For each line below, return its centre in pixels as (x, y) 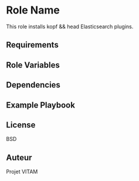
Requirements (32, 45)
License (21, 125)
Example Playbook (40, 105)
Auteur (19, 157)
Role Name (33, 10)
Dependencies (33, 85)
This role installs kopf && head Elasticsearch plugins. (70, 26)
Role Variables (33, 65)
